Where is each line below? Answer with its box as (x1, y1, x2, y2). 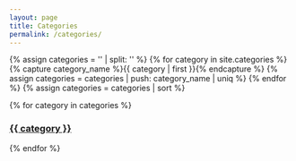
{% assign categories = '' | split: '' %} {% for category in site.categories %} (9, 55, 288, 65)
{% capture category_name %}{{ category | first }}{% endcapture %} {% (9, 64, 278, 74)
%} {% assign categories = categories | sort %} (9, 82, 186, 94)
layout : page (9, 13, 58, 22)
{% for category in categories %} (9, 100, 133, 111)
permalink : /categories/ (9, 30, 102, 38)
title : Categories (9, 21, 78, 30)
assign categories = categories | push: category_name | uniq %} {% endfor (9, 73, 287, 84)
